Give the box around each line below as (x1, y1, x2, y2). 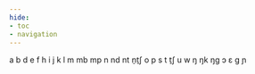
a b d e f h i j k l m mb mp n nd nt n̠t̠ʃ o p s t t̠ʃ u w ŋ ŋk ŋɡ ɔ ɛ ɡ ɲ (9, 54, 247, 65)
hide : (9, 12, 29, 22)
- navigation (9, 29, 58, 38)
